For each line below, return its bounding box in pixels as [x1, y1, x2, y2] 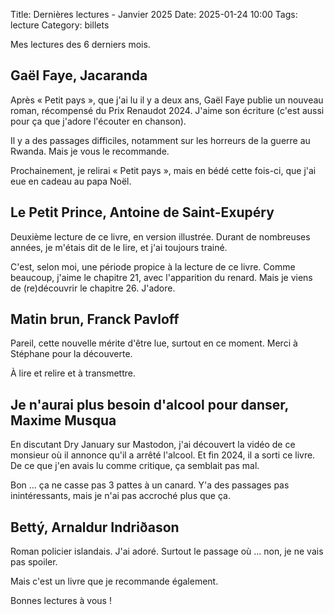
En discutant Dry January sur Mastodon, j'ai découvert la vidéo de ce [10, 439, 296, 451]
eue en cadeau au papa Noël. [10, 175, 132, 187]
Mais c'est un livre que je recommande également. [10, 575, 219, 588]
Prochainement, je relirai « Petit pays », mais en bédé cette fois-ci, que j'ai [10, 164, 317, 176]
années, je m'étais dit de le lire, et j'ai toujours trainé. [10, 241, 228, 253]
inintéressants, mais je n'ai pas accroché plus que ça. [10, 490, 231, 502]
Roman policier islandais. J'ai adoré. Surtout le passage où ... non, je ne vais [10, 545, 324, 558]
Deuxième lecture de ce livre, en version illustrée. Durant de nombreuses [10, 230, 311, 243]
